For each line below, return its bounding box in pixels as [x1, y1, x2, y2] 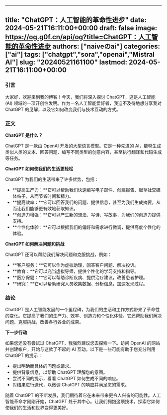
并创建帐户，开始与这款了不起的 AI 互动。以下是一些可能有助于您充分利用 [5, 346, 156, 352]
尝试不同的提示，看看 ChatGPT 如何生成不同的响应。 [12, 376, 121, 382]
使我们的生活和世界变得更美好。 [5, 405, 71, 411]
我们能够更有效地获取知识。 [21, 205, 78, 211]
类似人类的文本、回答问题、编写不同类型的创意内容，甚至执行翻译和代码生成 [5, 149, 162, 155]
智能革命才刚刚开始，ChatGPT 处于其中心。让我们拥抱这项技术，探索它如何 [5, 399, 160, 405]
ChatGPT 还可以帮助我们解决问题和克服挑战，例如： [5, 251, 112, 257]
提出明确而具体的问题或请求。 [12, 363, 74, 369]
